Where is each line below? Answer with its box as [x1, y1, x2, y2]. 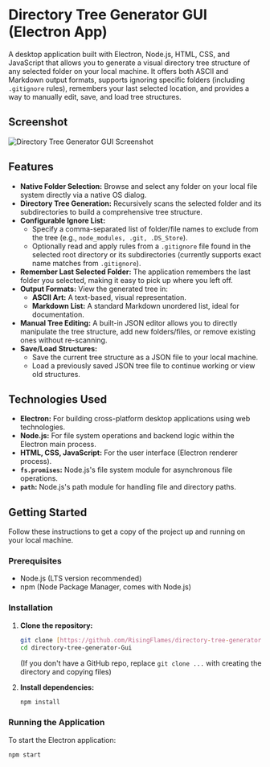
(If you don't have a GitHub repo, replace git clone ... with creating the [19, 658, 262, 668]
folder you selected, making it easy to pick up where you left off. [19, 275, 233, 285]
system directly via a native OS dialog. [19, 190, 147, 199]
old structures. [31, 369, 80, 379]
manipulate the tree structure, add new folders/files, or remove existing [19, 326, 256, 336]
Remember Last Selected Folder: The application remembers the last [19, 267, 251, 277]
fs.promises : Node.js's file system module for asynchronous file [19, 465, 233, 475]
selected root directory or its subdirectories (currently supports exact [31, 249, 262, 259]
